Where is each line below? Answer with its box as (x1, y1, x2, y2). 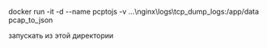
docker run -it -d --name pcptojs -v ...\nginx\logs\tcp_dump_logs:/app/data (8, 7, 260, 16)
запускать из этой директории (8, 31, 114, 40)
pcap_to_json (8, 15, 53, 25)
